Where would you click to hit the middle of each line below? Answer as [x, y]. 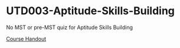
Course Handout [26, 39]
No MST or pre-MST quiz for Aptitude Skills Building [69, 27]
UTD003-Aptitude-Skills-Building [91, 11]
